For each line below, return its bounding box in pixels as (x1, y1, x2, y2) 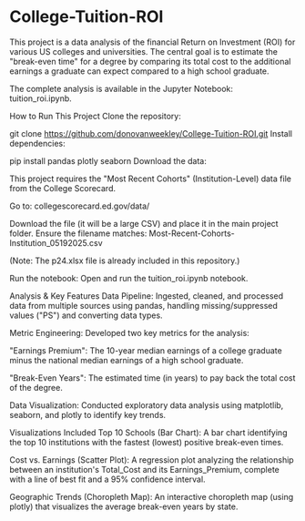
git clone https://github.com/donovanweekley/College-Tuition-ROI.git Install (9, 128, 293, 138)
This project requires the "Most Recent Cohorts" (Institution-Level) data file (9, 173, 291, 184)
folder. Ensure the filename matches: (9, 228, 147, 239)
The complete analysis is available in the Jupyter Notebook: (9, 83, 234, 94)
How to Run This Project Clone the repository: (9, 110, 182, 121)
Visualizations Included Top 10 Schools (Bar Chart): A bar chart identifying (9, 426, 288, 438)
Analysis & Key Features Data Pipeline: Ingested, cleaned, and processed (9, 290, 284, 301)
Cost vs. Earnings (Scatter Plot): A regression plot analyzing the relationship (9, 454, 294, 465)
